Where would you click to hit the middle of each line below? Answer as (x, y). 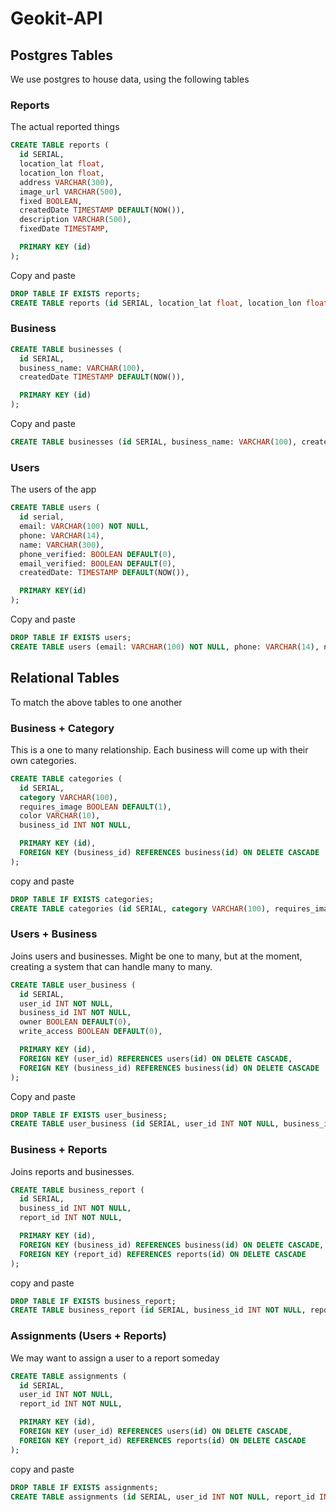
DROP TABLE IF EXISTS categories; (82, 899)
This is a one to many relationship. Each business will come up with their (159, 749)
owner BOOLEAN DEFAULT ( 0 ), (75, 1022)
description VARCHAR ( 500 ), (75, 220)
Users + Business (54, 934)
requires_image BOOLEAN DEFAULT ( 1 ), (95, 807)
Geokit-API (56, 18)
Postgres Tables (61, 55)
